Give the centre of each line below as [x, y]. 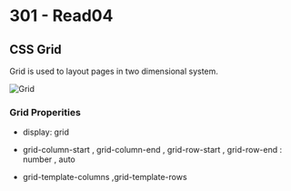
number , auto [49, 159]
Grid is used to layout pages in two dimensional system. [114, 71]
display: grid [46, 132]
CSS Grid [35, 50]
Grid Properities [45, 112]
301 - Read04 [61, 16]
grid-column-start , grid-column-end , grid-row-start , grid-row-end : [152, 150]
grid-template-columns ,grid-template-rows [105, 177]
